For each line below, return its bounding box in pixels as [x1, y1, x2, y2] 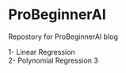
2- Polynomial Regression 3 [8, 56, 99, 65]
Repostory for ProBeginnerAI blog [8, 32, 119, 41]
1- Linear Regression [8, 47, 75, 56]
